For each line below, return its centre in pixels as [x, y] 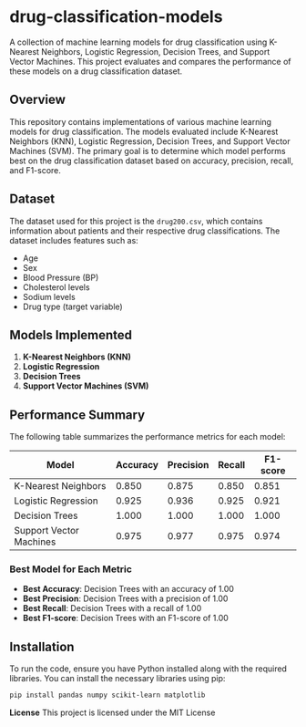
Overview [38, 100]
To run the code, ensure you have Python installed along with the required [148, 669]
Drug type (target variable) [72, 306]
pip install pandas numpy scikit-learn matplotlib [107, 695]
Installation [42, 646]
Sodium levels [49, 296]
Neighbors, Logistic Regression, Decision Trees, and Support [155, 51]
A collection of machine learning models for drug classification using [138, 42]
